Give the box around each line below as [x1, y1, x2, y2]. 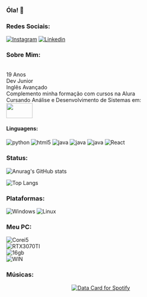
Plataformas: [6, 194, 45, 202]
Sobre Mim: [6, 51, 41, 59]
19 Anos [6, 71, 26, 78]
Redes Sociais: [6, 22, 50, 30]
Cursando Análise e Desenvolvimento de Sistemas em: [6, 96, 142, 103]
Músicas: [6, 271, 34, 279]
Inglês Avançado [6, 83, 48, 91]
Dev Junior [6, 77, 34, 84]
